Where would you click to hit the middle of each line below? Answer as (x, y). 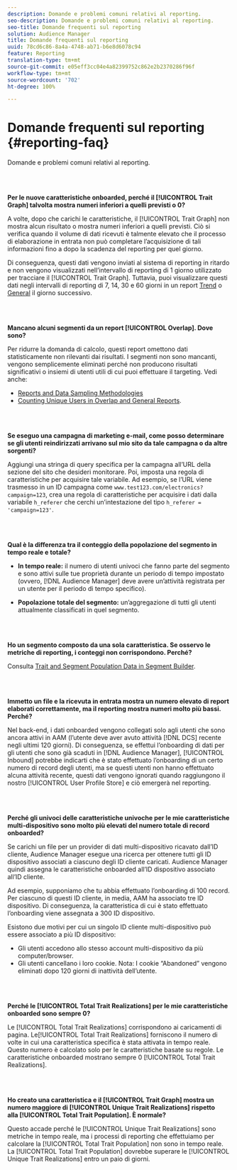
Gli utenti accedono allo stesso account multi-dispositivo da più (110, 949)
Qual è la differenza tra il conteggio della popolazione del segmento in (112, 545)
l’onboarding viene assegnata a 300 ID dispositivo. (81, 913)
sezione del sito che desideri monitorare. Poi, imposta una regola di (106, 472)
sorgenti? (22, 451)
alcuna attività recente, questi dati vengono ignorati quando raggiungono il (116, 776)
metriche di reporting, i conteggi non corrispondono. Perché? (100, 653)
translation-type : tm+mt (44, 60)
